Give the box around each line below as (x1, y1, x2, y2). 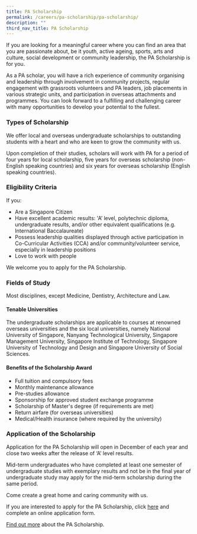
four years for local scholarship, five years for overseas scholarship (6, 155, 170, 163)
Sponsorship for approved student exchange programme (14, 396, 154, 403)
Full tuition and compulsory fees (14, 377, 93, 384)
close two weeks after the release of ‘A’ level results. (6, 449, 134, 457)
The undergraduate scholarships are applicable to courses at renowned (6, 319, 181, 326)
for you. (6, 61, 25, 68)
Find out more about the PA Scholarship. (6, 520, 105, 528)
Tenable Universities (6, 306, 58, 313)
